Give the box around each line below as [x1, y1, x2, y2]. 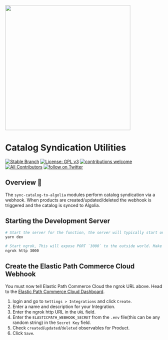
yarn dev [5, 234, 23, 239]
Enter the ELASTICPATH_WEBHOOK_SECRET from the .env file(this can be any [12, 314, 160, 320]
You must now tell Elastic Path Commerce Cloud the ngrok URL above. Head [5, 283, 162, 289]
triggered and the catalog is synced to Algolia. [5, 202, 100, 208]
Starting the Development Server [5, 217, 110, 225]
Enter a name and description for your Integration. [12, 303, 116, 309]
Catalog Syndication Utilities [5, 142, 126, 153]
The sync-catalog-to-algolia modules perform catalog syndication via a [5, 191, 155, 197]
